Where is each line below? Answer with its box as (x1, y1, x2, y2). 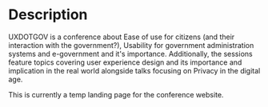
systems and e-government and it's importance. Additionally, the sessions (8, 49, 254, 58)
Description (8, 6, 88, 24)
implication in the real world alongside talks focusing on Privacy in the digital (8, 65, 261, 75)
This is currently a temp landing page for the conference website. (8, 89, 224, 99)
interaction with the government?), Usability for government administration (8, 40, 254, 50)
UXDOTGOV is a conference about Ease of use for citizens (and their (8, 32, 235, 42)
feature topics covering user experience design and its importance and (8, 57, 242, 67)
